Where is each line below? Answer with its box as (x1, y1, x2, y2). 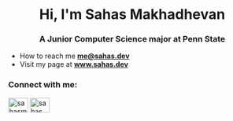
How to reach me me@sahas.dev (19, 51, 130, 60)
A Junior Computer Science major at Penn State (39, 34, 226, 45)
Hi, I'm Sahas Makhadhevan (39, 5, 226, 24)
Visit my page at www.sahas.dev (19, 60, 128, 69)
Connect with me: (8, 79, 78, 90)
